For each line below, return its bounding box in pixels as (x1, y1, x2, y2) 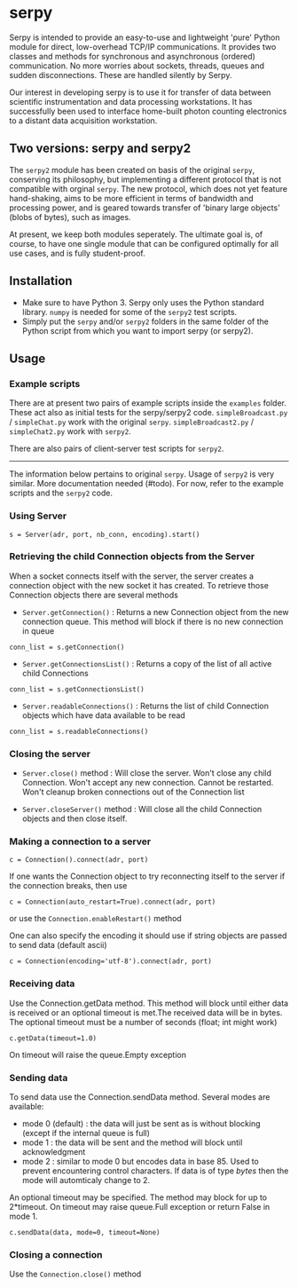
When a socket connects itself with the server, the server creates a (9, 571, 255, 581)
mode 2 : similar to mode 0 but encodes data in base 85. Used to (21, 1157, 260, 1167)
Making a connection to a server (9, 835, 152, 848)
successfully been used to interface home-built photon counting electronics (9, 106, 287, 116)
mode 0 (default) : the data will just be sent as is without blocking (21, 1118, 261, 1129)
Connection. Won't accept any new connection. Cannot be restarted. (21, 778, 274, 788)
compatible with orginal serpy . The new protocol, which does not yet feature (9, 183, 288, 193)
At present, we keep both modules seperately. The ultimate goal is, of (9, 229, 263, 240)
